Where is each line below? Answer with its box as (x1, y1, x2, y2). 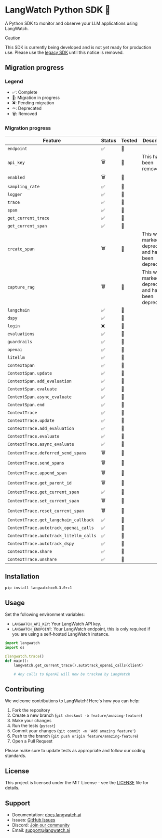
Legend (5, 78, 23, 85)
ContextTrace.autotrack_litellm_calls (7, 533, 96, 538)
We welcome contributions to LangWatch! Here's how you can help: (5, 698, 140, 704)
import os (5, 645, 25, 650)
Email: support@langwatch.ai (12, 827, 70, 833)
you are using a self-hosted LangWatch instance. (12, 631, 110, 637)
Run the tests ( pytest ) (12, 723, 56, 729)
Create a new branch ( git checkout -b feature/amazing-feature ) (12, 712, 142, 718)
